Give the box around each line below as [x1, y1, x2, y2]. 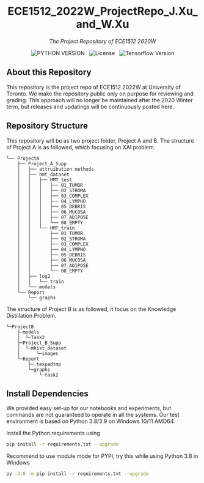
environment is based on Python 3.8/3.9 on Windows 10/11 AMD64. [6, 417, 175, 425]
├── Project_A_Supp [17, 160, 67, 167]
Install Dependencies [6, 388, 89, 399]
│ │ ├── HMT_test [17, 176, 72, 183]
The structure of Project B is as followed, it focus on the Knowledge [6, 305, 177, 313]
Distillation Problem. [6, 312, 57, 319]
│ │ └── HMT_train [17, 225, 75, 231]
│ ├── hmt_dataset [17, 171, 70, 178]
